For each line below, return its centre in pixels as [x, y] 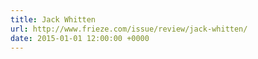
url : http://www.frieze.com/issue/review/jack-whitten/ [129, 29]
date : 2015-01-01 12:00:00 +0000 [80, 38]
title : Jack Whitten [53, 19]
